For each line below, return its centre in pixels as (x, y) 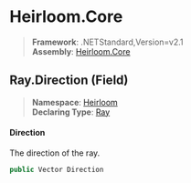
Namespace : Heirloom (75, 102)
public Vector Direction (57, 169)
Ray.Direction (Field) (69, 81)
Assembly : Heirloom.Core (81, 51)
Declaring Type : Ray (71, 112)
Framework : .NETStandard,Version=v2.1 (107, 42)
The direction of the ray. (55, 153)
